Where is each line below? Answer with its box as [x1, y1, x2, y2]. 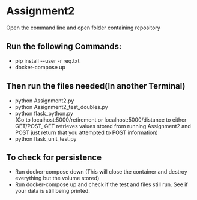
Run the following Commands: [6, 41, 122, 51]
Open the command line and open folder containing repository [6, 24, 160, 31]
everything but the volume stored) [14, 175, 100, 182]
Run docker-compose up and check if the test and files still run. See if [14, 181, 188, 188]
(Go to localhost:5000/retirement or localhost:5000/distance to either [14, 116, 187, 123]
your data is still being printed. [14, 187, 90, 195]
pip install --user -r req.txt [14, 57, 80, 64]
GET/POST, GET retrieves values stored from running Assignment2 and [14, 122, 191, 129]
